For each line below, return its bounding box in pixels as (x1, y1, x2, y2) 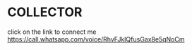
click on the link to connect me (7, 27, 97, 36)
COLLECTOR (7, 4, 83, 20)
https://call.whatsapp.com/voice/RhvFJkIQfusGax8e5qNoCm (7, 35, 185, 43)
